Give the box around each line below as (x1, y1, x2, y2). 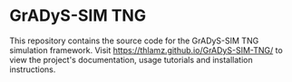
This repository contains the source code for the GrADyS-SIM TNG (9, 35, 259, 46)
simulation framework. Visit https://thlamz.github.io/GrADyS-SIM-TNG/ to (9, 44, 283, 55)
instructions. (9, 64, 56, 75)
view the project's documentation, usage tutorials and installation (9, 54, 254, 65)
